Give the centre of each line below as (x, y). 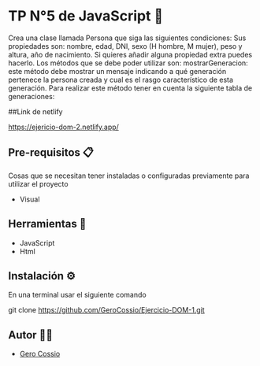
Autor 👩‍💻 (31, 335)
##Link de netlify (35, 111)
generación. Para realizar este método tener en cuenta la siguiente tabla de (130, 88)
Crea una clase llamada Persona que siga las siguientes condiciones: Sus (127, 38)
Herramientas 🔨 (47, 224)
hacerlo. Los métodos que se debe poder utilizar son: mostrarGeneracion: (128, 63)
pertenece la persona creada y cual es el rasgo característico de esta (121, 79)
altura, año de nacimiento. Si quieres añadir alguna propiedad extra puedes (130, 54)
